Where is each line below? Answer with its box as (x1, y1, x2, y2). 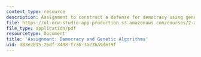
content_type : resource (6, 8, 66, 15)
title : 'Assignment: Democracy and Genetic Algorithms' (6, 36, 148, 42)
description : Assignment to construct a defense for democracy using (6, 14, 184, 20)
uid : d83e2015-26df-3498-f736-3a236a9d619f (6, 42, 117, 48)
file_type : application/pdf (6, 25, 77, 31)
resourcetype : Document (6, 31, 66, 37)
